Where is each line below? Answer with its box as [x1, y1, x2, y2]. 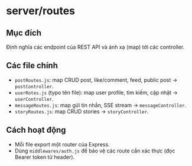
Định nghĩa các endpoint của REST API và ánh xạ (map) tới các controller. [6, 43, 185, 50]
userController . [14, 95, 54, 102]
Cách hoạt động [6, 125, 66, 135]
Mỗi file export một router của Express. [14, 141, 110, 148]
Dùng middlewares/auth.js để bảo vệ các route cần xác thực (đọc [14, 147, 175, 154]
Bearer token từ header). [14, 153, 75, 161]
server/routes [6, 4, 76, 18]
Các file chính [6, 60, 58, 71]
